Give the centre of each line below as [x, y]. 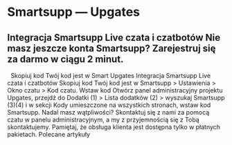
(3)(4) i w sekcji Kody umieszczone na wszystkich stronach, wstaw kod [109, 105]
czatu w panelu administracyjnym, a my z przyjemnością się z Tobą [103, 119]
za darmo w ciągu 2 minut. [65, 59]
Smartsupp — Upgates [74, 12]
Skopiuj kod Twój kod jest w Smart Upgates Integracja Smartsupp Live [110, 76]
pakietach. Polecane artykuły [49, 134]
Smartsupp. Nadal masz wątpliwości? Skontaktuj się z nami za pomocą [108, 112]
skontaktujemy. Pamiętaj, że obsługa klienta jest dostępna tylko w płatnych [114, 127]
